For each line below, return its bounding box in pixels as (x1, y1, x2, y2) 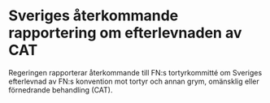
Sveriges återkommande (8, 6, 179, 25)
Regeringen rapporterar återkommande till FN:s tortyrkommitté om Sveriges (8, 67, 263, 77)
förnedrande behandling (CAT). (8, 84, 113, 95)
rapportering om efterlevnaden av (8, 24, 242, 42)
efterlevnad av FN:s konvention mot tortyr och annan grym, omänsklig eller (8, 76, 260, 86)
